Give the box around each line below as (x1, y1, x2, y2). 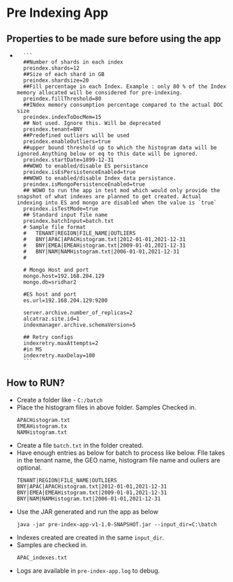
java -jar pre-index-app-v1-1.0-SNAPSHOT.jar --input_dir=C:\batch (16, 521, 217, 528)
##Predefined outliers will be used (23, 132, 130, 139)
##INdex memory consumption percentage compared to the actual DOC (23, 101, 224, 108)
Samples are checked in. (16, 540, 88, 549)
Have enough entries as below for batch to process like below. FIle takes (16, 449, 225, 457)
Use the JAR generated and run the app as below (16, 507, 158, 516)
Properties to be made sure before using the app (6, 33, 221, 45)
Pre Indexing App (6, 5, 109, 21)
